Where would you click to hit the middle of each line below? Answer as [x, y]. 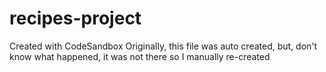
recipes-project [75, 18]
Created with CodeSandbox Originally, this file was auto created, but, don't [163, 46]
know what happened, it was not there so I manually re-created [140, 56]
